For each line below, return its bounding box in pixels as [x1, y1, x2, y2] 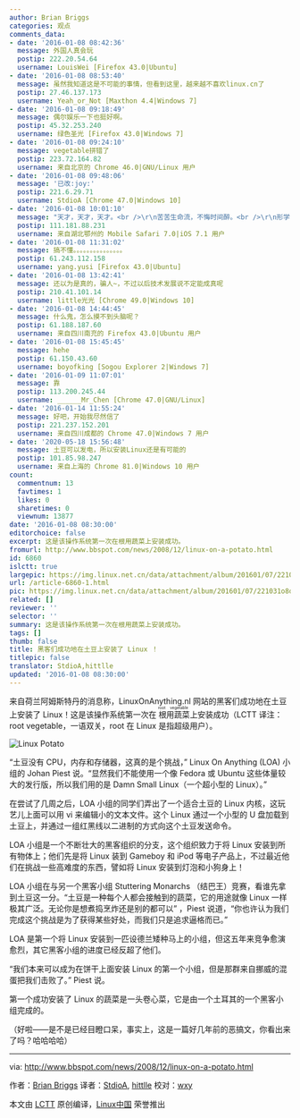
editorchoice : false [9, 529, 87, 538]
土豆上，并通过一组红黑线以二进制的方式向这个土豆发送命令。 [9, 820, 237, 831]
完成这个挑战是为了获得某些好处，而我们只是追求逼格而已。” [9, 914, 229, 925]
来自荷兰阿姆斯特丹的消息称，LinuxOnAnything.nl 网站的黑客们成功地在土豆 [9, 695, 287, 707]
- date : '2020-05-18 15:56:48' [9, 437, 126, 446]
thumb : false [9, 637, 58, 646]
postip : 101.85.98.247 [17, 453, 102, 463]
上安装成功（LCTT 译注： [189, 708, 283, 720]
